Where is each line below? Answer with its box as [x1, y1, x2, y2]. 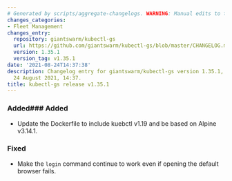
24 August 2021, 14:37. [13, 74, 81, 82]
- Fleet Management [7, 23, 64, 30]
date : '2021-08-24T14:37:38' [7, 61, 91, 68]
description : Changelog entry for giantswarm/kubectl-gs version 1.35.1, [7, 68, 224, 75]
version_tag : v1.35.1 [13, 55, 76, 62]
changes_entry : [7, 29, 51, 37]
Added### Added [7, 104, 68, 113]
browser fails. [17, 166, 57, 175]
